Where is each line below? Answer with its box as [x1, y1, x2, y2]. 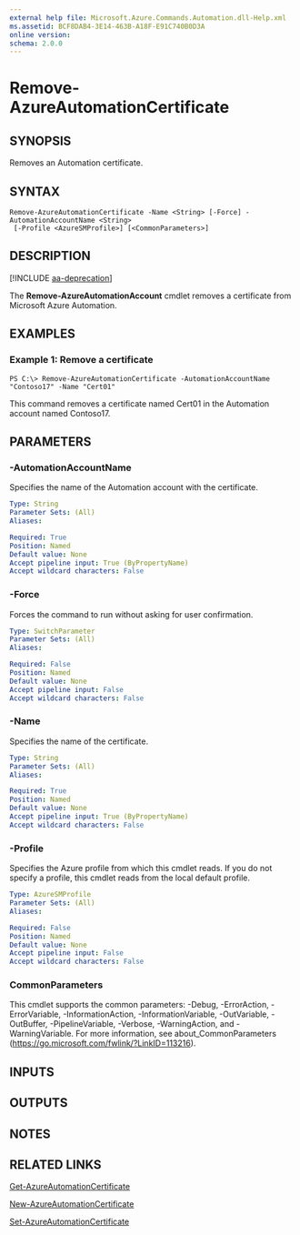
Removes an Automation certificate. [9, 157, 144, 168]
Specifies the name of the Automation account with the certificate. [9, 482, 259, 493]
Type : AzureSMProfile [9, 890, 92, 899]
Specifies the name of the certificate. [9, 736, 148, 747]
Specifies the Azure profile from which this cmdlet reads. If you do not [9, 863, 273, 874]
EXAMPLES [9, 326, 75, 342]
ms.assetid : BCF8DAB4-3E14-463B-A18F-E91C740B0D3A [9, 22, 205, 31]
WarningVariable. [9, 1029, 75, 1039]
